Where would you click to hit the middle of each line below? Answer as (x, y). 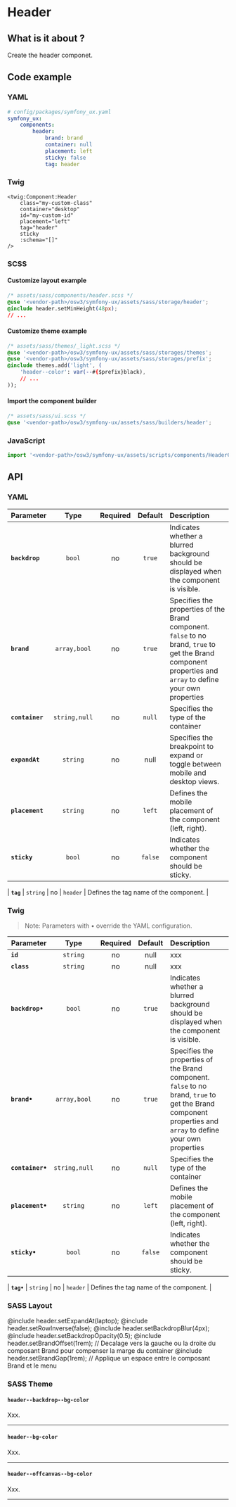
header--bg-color (33, 1437)
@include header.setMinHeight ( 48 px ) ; (63, 308)
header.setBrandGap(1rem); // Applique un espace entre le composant (109, 1358)
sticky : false (65, 158)
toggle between (196, 764)
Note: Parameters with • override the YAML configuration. (108, 926)
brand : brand (64, 138)
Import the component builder (52, 401)
